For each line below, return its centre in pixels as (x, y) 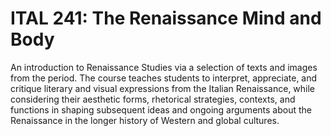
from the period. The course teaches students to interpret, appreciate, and (164, 78)
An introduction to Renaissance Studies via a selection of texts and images (164, 67)
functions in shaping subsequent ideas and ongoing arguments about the (161, 109)
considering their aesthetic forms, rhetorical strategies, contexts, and (153, 99)
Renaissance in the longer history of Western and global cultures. (145, 120)
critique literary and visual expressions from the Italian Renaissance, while (163, 88)
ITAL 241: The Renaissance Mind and (166, 18)
